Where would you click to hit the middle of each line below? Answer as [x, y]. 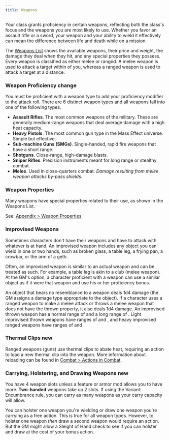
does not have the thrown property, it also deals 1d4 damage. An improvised [85, 309]
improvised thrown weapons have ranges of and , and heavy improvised [81, 319]
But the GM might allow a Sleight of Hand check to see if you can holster [81, 427]
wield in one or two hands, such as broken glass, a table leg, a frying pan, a [84, 251]
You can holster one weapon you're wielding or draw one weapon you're [81, 410]
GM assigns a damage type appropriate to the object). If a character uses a [84, 298]
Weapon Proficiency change [41, 85]
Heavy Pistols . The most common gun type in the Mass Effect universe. [88, 133]
